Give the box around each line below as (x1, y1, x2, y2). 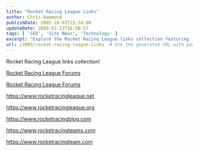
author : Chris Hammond (6, 14, 62, 20)
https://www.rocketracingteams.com (6, 127, 96, 134)
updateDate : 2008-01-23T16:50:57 (6, 25, 89, 31)
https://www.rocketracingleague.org (6, 104, 95, 111)
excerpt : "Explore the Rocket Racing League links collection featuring (6, 36, 190, 42)
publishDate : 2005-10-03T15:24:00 (6, 20, 92, 25)
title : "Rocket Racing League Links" (6, 8, 99, 15)
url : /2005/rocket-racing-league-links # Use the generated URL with (6, 42, 184, 48)
